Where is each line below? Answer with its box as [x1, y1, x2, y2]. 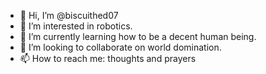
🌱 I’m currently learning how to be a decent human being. [19, 31, 257, 42]
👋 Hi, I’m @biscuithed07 [19, 10, 119, 21]
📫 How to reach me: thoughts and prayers [19, 53, 197, 64]
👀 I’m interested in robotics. [19, 20, 133, 32]
